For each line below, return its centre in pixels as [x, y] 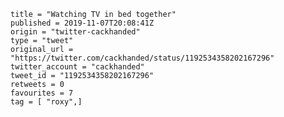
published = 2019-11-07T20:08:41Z [82, 23]
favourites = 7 [42, 93]
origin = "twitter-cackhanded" [75, 32]
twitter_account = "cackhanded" [77, 67]
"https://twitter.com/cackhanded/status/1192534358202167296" [142, 58]
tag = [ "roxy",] [46, 102]
